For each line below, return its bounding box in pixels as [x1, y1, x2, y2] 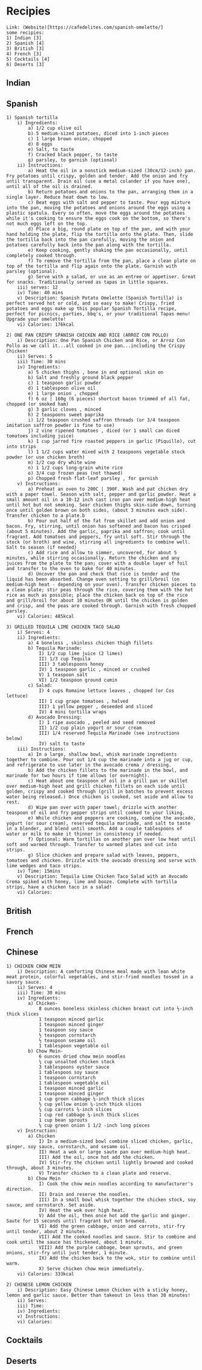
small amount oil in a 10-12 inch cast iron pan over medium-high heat [6, 497, 191, 503]
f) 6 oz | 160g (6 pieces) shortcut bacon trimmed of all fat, [28, 396, 191, 402]
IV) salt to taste [38, 741, 85, 747]
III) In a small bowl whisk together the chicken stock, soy [38, 1197, 197, 1203]
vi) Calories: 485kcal [17, 614, 74, 620]
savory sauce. [6, 979, 42, 985]
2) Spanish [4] [6, 40, 45, 46]
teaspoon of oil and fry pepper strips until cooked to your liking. [6, 810, 186, 816]
